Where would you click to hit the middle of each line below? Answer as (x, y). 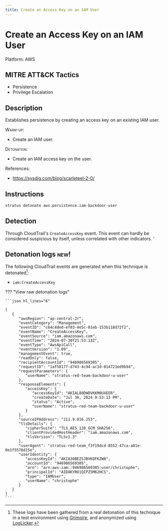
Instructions (24, 194)
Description (24, 108)
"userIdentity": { (37, 455)
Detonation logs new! (38, 254)
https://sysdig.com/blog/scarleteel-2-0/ (53, 178)
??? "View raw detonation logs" (37, 292)
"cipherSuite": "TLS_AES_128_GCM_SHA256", (70, 428)
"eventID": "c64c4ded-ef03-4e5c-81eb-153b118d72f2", (74, 328)
